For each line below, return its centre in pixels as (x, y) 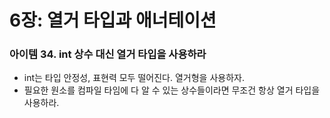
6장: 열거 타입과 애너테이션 (113, 20)
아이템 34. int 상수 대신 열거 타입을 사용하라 (108, 54)
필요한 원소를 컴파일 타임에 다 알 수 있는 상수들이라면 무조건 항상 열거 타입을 (172, 90)
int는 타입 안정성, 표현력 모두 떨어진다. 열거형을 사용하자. (134, 78)
